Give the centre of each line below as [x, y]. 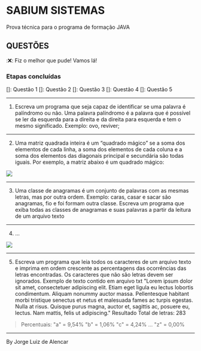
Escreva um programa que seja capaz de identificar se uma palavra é [100, 107]
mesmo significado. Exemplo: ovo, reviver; [67, 126]
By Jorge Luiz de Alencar [37, 342]
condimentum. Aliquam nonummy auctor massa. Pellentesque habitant [102, 294]
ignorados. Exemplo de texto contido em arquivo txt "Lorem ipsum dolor [104, 281]
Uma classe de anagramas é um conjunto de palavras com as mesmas [102, 191]
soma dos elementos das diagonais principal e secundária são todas [99, 156]
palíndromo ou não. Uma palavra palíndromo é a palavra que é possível [103, 113]
